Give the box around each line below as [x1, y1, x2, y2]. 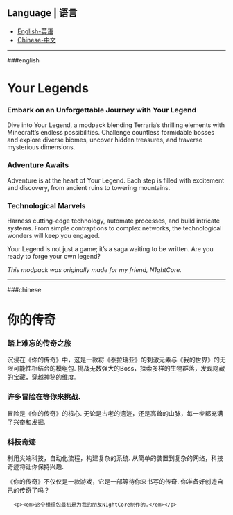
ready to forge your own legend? [7, 252, 101, 260]
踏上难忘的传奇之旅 [7, 339, 71, 348]
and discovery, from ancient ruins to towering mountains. [7, 183, 171, 192]
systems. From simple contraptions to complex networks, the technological [7, 223, 222, 232]
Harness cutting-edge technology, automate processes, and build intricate [7, 217, 221, 225]
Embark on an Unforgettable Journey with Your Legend [7, 105, 197, 115]
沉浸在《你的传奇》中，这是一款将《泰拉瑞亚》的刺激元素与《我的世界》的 [7, 355, 220, 364]
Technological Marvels [7, 201, 86, 210]
